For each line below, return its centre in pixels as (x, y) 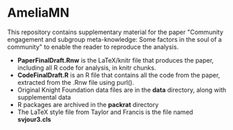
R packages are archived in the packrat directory (88, 104)
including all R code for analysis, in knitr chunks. (87, 67)
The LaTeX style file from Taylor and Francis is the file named (105, 112)
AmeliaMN (38, 13)
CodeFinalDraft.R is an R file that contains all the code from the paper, (119, 75)
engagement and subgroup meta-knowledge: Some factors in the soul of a (114, 39)
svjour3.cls (34, 119)
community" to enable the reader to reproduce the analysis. (93, 47)
